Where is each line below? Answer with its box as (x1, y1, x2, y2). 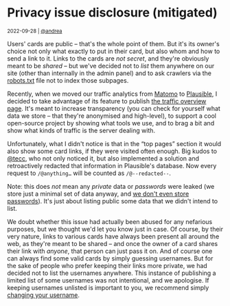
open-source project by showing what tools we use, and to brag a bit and (7, 119, 215, 127)
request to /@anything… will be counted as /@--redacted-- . (7, 169, 172, 177)
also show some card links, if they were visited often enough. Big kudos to (7, 147, 218, 155)
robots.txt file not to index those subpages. (7, 76, 129, 84)
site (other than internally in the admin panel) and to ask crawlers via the (7, 69, 211, 77)
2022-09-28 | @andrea (7, 28, 62, 34)
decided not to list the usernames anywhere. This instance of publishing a (7, 269, 216, 277)
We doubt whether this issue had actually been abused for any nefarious (7, 217, 213, 225)
